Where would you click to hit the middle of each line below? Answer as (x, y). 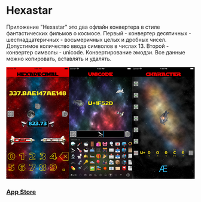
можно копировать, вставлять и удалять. (59, 59)
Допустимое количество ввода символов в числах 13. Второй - (88, 46)
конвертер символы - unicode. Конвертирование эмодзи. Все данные (96, 52)
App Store (21, 192)
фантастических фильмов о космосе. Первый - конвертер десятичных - (99, 33)
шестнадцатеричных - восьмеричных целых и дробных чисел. (86, 39)
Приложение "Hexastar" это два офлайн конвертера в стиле (83, 27)
